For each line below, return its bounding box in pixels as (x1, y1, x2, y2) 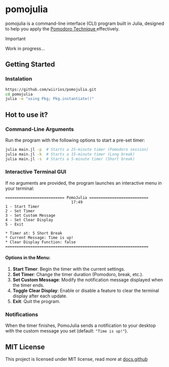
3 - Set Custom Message (5, 213, 56, 218)
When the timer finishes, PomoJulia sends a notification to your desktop (5, 322, 156, 328)
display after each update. (12, 293, 67, 299)
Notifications (5, 311, 39, 318)
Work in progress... (5, 45, 45, 51)
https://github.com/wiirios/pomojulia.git (5, 87, 96, 92)
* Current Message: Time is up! (5, 235, 74, 240)
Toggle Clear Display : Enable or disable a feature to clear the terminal (12, 288, 159, 294)
